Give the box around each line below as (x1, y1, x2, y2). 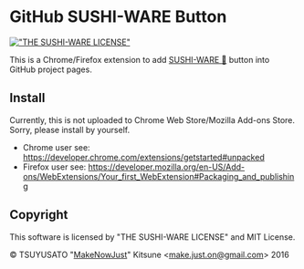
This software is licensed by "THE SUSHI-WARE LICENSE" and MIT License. (9, 231, 296, 243)
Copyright (9, 207, 68, 222)
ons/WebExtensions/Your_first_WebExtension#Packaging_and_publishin (22, 171, 295, 181)
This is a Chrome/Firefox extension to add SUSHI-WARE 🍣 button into (9, 54, 270, 65)
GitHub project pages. (9, 64, 93, 75)
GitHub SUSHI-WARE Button (9, 6, 227, 27)
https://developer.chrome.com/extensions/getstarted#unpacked (22, 151, 265, 162)
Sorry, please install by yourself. (9, 124, 131, 135)
